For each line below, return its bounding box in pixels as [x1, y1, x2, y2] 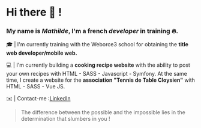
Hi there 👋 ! [6, 5, 62, 19]
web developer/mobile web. [6, 49, 77, 56]
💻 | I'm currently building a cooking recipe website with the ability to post [6, 61, 191, 69]
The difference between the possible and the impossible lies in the [20, 109, 186, 116]
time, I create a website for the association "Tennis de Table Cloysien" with [6, 76, 195, 84]
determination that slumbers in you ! [20, 115, 110, 123]
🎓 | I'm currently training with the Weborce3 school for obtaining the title [6, 41, 189, 48]
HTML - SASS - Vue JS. [6, 83, 65, 90]
